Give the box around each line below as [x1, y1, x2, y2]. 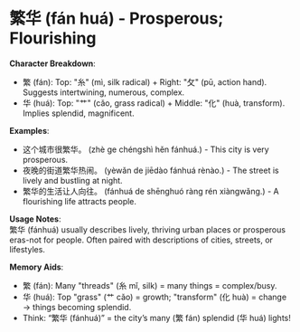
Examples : [9, 125, 50, 136]
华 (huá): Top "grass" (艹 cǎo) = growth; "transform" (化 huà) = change [22, 291, 287, 302]
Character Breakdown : [9, 58, 97, 69]
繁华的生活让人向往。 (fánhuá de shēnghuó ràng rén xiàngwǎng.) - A [22, 185, 279, 196]
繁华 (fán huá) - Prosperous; [9, 8, 224, 29]
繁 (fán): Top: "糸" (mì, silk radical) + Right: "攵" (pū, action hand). [22, 76, 267, 87]
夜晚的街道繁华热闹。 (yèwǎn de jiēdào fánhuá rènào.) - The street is [22, 165, 279, 175]
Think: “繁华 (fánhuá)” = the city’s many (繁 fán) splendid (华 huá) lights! [22, 312, 291, 323]
